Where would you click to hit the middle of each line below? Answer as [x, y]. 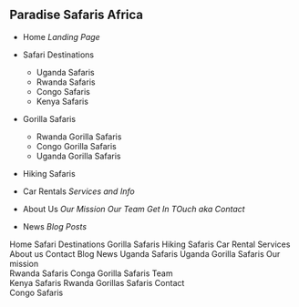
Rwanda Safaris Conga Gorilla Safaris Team [91, 273]
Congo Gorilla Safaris [76, 146]
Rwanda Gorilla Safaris [79, 137]
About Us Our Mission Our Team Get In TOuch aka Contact [134, 209]
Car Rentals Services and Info [78, 191]
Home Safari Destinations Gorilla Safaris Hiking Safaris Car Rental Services [150, 244]
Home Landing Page [61, 36]
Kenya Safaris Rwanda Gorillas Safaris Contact [97, 282]
